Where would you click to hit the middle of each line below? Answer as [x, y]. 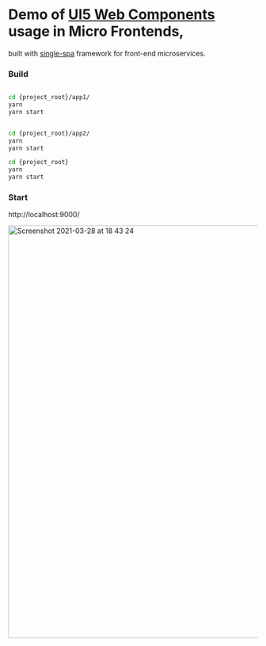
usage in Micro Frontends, [96, 31]
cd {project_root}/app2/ [49, 133]
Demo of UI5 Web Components [112, 15]
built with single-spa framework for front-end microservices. [107, 53]
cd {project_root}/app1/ [49, 97]
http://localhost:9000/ [44, 215]
